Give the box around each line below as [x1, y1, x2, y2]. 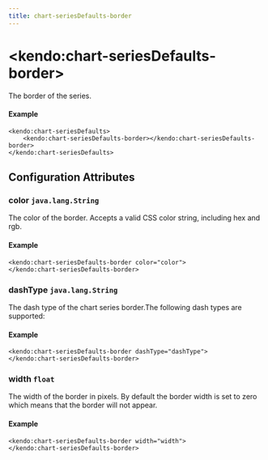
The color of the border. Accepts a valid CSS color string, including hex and [8, 213, 261, 223]
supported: [8, 311, 45, 321]
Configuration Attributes [8, 171, 135, 185]
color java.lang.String [8, 195, 100, 207]
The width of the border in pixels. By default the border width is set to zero [8, 392, 257, 402]
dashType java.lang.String [8, 284, 118, 296]
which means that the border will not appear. [8, 400, 158, 410]
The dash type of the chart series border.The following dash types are [8, 302, 243, 312]
